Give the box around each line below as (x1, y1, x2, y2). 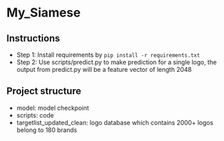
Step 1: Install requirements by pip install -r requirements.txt (16, 50, 200, 59)
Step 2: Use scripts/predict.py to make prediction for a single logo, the (16, 58, 217, 66)
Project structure (6, 85, 82, 97)
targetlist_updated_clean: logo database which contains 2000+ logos (16, 118, 214, 126)
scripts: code (16, 111, 55, 119)
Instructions (6, 32, 60, 44)
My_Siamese (6, 5, 81, 21)
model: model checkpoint (16, 104, 89, 112)
